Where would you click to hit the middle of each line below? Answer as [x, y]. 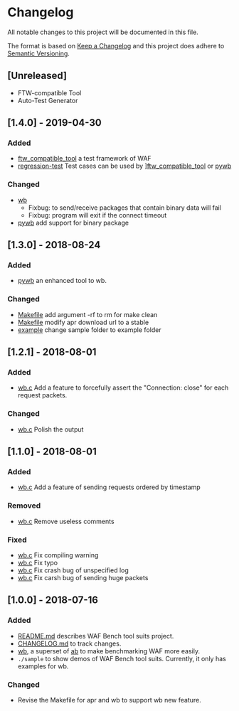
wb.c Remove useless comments [66, 521]
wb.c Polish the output [51, 429]
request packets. [42, 395]
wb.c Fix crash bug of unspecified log [73, 570]
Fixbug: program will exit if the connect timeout [97, 215]
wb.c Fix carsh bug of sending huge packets [83, 577]
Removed [24, 506]
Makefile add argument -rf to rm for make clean [87, 314]
